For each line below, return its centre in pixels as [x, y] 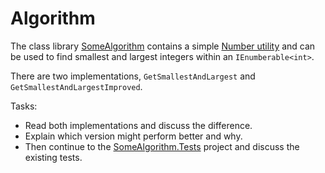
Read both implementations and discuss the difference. [138, 125]
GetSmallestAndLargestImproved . [76, 86]
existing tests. [53, 157]
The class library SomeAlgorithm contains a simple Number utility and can [163, 46]
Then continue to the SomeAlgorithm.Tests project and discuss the [162, 146]
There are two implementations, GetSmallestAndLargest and [133, 76]
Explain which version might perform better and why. [133, 136]
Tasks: [24, 106]
